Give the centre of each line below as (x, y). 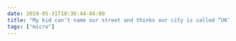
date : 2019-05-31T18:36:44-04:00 (56, 14)
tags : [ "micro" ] (31, 26)
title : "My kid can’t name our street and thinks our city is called (111, 20)
